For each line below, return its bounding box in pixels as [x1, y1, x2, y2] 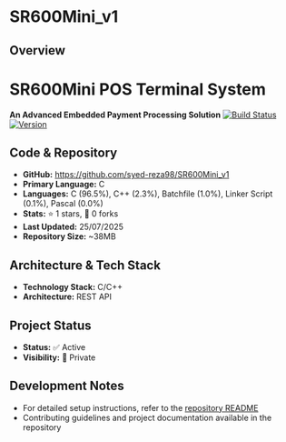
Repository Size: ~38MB [22, 231, 116, 242]
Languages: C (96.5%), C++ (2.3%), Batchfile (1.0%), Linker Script [22, 188, 273, 199]
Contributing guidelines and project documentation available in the [22, 412, 272, 423]
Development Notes [9, 378, 124, 394]
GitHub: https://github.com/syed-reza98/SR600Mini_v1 [22, 169, 230, 180]
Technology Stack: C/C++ [22, 282, 123, 293]
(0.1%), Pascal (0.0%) [22, 198, 104, 209]
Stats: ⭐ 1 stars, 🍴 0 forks [22, 208, 119, 219]
